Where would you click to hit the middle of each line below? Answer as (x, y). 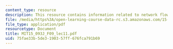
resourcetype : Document (31, 29)
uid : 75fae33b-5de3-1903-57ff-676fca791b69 (53, 39)
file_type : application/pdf (36, 24)
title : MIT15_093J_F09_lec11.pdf (41, 34)
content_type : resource (31, 10)
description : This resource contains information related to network (82, 15)
